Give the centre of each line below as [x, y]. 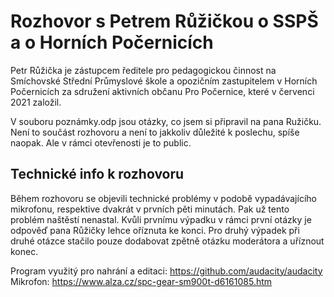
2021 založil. [36, 102]
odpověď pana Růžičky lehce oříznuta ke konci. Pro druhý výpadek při [155, 230]
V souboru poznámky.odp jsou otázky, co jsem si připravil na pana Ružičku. [166, 121]
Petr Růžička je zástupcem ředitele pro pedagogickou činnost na [143, 70]
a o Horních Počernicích [112, 42]
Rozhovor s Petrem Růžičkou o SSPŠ [164, 21]
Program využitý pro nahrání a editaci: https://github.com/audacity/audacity [166, 271]
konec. [24, 251]
